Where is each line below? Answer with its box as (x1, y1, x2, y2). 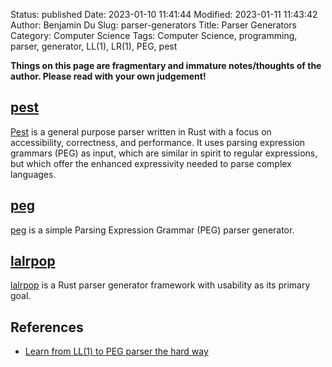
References (10, 319, 84, 336)
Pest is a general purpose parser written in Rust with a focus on (10, 125, 272, 138)
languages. (10, 168, 57, 180)
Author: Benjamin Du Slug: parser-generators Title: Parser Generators (10, 19, 298, 31)
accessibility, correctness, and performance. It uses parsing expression (10, 136, 306, 148)
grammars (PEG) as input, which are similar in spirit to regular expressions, (10, 147, 318, 159)
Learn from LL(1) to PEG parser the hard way (24, 345, 209, 358)
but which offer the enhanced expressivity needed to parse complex (10, 157, 292, 169)
